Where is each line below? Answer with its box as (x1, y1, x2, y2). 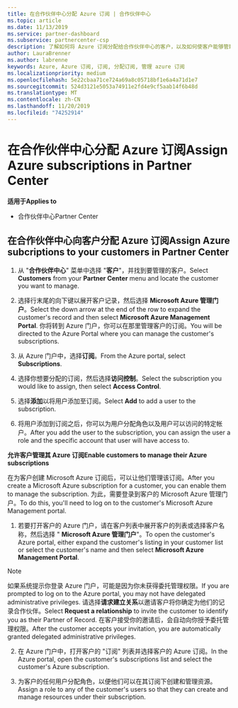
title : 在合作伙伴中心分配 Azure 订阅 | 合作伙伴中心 (7, 10, 151, 18)
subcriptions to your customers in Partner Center (7, 246, 229, 259)
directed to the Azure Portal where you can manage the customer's (17, 329, 215, 337)
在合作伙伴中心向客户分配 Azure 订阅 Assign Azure (7, 235, 230, 247)
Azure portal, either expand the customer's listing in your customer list (17, 538, 224, 546)
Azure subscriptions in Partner (7, 157, 193, 174)
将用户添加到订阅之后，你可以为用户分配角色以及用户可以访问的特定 (17, 419, 217, 427)
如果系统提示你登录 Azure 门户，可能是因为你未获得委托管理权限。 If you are (7, 581, 229, 590)
